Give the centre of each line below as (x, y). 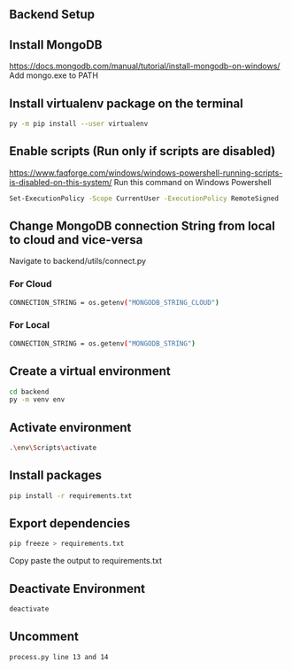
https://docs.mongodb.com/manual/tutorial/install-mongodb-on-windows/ (145, 66)
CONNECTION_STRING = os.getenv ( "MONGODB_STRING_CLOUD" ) (114, 302)
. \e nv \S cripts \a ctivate (53, 448)
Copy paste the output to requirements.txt (85, 561)
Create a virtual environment (90, 371)
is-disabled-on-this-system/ (61, 182)
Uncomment (44, 637)
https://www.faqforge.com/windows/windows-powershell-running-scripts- (146, 173)
